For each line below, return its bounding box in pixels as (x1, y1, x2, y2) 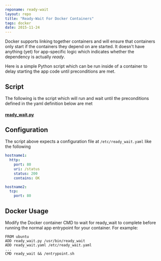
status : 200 (14, 171, 38, 176)
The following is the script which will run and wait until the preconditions (5, 95, 149, 101)
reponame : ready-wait (5, 7, 49, 12)
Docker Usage (5, 207, 49, 215)
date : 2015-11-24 (5, 25, 40, 30)
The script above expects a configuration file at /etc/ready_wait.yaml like (5, 139, 152, 145)
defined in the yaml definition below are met (5, 100, 93, 106)
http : (9, 158, 21, 163)
